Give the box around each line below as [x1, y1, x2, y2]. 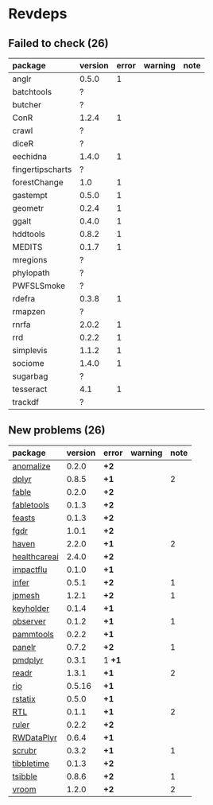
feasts [12, 512, 36, 523]
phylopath [12, 267, 50, 278]
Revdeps [8, 5, 68, 23]
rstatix [12, 693, 36, 704]
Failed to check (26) [8, 37, 109, 50]
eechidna [12, 151, 48, 161]
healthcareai [12, 550, 60, 562]
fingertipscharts [12, 164, 72, 175]
